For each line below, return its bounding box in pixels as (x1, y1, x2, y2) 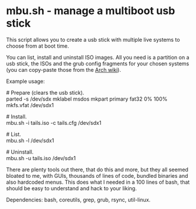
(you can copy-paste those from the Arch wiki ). (6, 66, 121, 73)
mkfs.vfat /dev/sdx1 (6, 101, 54, 108)
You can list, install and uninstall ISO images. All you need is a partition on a (6, 54, 190, 61)
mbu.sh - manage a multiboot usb (6, 4, 175, 18)
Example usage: (6, 78, 45, 85)
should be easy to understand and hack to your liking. (6, 184, 137, 192)
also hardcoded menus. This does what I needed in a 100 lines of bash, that (6, 178, 190, 185)
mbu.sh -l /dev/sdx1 (6, 137, 54, 144)
